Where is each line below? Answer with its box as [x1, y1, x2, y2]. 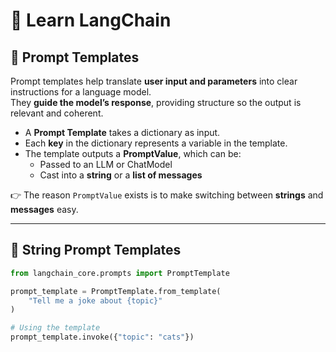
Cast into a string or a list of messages [39, 169, 203, 181]
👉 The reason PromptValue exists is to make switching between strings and [10, 189, 324, 201]
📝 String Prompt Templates [10, 242, 182, 259]
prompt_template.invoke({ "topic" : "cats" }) [10, 332, 195, 343]
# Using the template [10, 323, 101, 333]
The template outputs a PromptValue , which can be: [24, 148, 242, 159]
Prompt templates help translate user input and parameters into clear [10, 75, 298, 87]
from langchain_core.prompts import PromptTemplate [10, 268, 230, 278]
